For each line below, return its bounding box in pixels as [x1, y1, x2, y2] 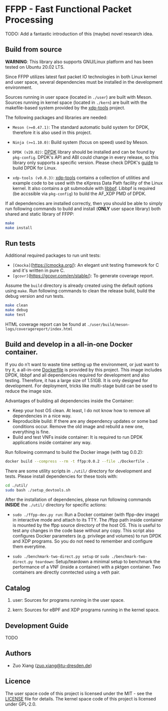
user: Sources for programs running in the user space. [12, 597, 125, 603]
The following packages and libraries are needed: [5, 114, 108, 120]
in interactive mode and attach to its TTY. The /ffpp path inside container [12, 517, 163, 523]
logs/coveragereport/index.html [5, 326, 73, 331]
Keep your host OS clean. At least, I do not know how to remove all [12, 407, 150, 413]
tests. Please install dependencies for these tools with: [5, 473, 118, 479]
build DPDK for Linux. [12, 164, 57, 171]
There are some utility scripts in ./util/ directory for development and [5, 468, 151, 474]
